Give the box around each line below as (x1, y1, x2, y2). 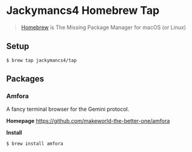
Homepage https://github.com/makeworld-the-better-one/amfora (6, 117, 170, 125)
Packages (6, 74, 44, 84)
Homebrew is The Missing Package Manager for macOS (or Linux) (21, 24, 186, 31)
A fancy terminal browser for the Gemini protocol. (6, 105, 130, 113)
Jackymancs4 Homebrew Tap (6, 4, 160, 18)
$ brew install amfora (6, 140, 63, 147)
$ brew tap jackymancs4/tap (6, 57, 77, 64)
